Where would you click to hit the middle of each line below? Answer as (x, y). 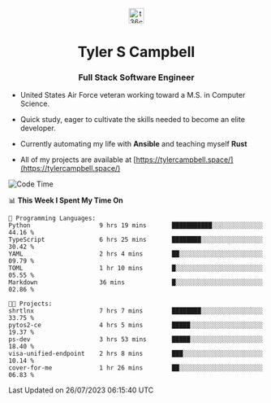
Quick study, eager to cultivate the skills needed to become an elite (133, 120)
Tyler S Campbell (136, 52)
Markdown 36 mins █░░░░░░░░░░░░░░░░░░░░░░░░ (136, 283)
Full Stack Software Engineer (136, 77)
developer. (38, 128)
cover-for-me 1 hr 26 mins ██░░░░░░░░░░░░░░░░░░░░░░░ (136, 368)
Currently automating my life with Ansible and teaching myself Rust (133, 144)
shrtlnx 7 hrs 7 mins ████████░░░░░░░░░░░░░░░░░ (136, 311)
